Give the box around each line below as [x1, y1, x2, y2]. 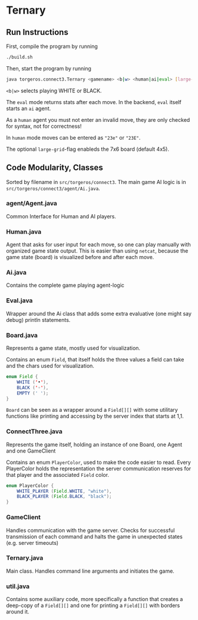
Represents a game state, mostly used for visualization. [6, 344, 140, 352]
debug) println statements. [6, 316, 71, 323]
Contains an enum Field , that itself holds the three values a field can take [6, 356, 184, 363]
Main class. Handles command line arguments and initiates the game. [6, 567, 175, 574]
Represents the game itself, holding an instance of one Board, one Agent [6, 441, 183, 448]
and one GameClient [6, 447, 56, 454]
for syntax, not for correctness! [6, 122, 82, 130]
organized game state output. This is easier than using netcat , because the [6, 247, 189, 254]
